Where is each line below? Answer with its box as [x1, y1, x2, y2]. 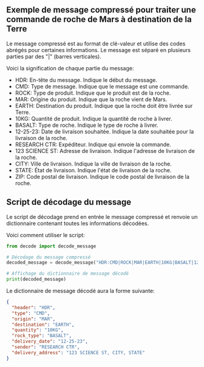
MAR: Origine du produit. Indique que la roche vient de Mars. [15, 95, 168, 103]
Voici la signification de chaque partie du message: [6, 64, 134, 72]
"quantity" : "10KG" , [12, 327, 64, 333]
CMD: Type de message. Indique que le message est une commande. [15, 82, 189, 90]
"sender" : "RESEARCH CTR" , [12, 344, 80, 350]
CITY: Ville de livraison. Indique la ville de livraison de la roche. [15, 160, 172, 167]
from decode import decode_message [6, 243, 97, 249]
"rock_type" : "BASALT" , [12, 333, 72, 339]
